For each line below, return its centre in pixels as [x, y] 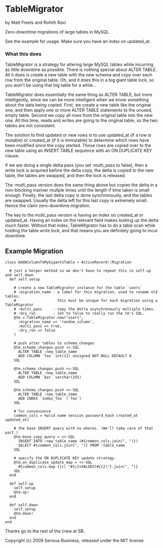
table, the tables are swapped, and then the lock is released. [65, 176]
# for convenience [32, 411]
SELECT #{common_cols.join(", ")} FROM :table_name [71, 446]
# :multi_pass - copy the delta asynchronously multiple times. [85, 309]
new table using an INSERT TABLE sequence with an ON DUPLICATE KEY [79, 151]
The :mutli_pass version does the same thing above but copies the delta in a [81, 185]
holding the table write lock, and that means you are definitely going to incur [81, 231]
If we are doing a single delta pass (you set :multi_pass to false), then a [76, 165]
